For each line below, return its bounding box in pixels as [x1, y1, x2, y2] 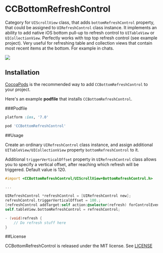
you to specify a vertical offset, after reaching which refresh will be [5, 161, 139, 167]
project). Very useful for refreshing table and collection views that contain [5, 40, 153, 46]
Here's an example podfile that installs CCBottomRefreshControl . [5, 96, 132, 101]
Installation [5, 68, 40, 77]
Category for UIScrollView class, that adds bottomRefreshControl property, [5, 19, 155, 25]
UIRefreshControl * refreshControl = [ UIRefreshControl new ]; [5, 193, 131, 199]
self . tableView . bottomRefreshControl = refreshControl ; [5, 207, 120, 212]
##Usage [5, 132, 24, 138]
